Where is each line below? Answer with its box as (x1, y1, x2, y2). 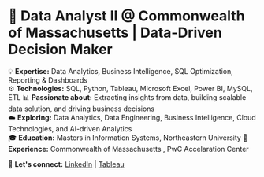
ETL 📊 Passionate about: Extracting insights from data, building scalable (8, 92, 247, 101)
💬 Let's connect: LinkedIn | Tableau (8, 159, 125, 168)
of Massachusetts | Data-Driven (8, 24, 222, 42)
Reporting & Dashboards (8, 75, 88, 85)
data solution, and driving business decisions (8, 104, 155, 113)
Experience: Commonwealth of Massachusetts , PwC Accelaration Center (8, 144, 250, 153)
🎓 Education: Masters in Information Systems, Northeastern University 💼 (8, 133, 248, 142)
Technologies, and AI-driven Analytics (8, 124, 132, 133)
